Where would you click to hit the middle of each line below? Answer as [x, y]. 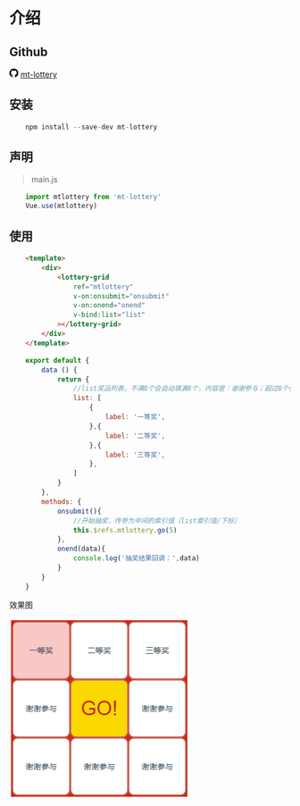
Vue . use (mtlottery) [62, 206]
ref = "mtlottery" [103, 287]
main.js [44, 179]
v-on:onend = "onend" [109, 306]
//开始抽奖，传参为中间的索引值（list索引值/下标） [157, 521]
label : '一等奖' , [135, 417]
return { [73, 379]
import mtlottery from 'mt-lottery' [94, 197]
